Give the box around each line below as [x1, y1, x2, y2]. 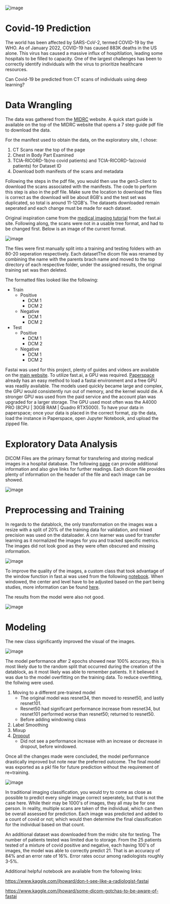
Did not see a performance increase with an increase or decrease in [20, 738, 162, 744]
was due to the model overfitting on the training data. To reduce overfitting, [5, 674, 163, 680]
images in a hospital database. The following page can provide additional [5, 460, 158, 467]
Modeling [5, 621, 46, 633]
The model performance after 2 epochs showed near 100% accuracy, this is [5, 658, 164, 664]
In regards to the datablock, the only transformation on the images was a [5, 521, 157, 527]
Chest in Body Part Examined [12, 152, 74, 158]
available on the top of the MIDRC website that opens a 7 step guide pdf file [5, 121, 163, 127]
